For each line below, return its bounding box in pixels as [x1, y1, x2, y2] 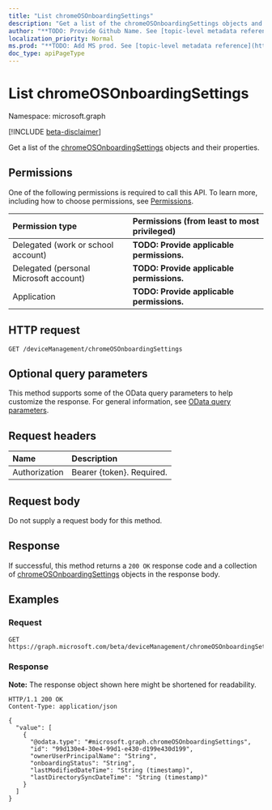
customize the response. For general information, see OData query [8, 397, 232, 407]
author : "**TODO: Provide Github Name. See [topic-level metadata [8, 27, 237, 35]
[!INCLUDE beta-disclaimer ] [8, 126, 101, 136]
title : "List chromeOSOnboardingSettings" [8, 11, 154, 20]
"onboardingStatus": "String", [29, 759, 136, 767]
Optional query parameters [8, 366, 148, 381]
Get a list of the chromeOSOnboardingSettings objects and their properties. [8, 143, 260, 152]
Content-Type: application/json [8, 702, 117, 710]
